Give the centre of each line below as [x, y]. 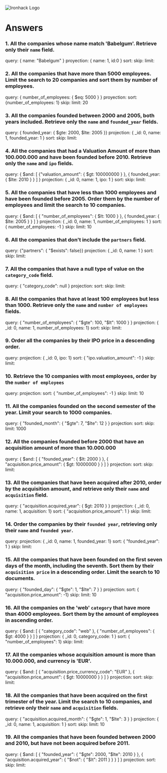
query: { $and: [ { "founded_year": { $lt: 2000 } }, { [57, 459]
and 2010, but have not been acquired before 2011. [68, 743]
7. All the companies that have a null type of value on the [75, 269]
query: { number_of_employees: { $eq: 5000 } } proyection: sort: [71, 97]
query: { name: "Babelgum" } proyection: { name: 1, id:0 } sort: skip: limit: [80, 61]
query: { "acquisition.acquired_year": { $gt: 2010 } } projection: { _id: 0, [78, 506]
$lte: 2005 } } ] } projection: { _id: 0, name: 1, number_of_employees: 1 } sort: [83, 221]
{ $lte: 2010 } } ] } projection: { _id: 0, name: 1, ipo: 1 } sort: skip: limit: [76, 180]
